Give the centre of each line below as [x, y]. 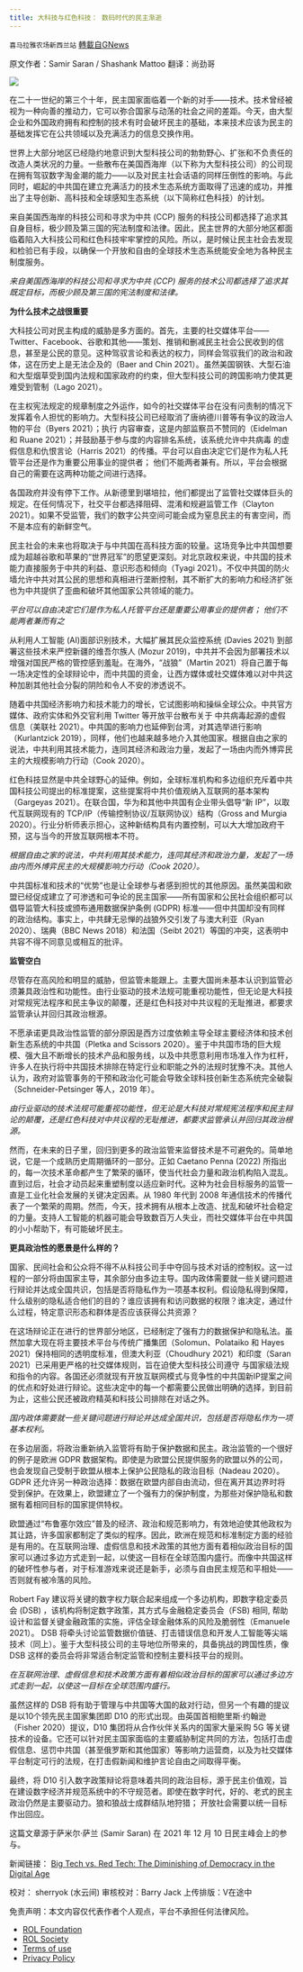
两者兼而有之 [40, 620]
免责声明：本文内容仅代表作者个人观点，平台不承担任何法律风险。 [131, 1911]
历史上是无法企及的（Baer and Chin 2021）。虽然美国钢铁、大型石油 [165, 364]
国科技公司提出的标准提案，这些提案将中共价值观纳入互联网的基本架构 [139, 791]
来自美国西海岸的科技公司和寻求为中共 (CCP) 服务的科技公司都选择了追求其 [149, 216]
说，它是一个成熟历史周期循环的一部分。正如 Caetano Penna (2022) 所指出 [148, 1161]
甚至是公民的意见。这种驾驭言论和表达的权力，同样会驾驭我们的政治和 [155, 353]
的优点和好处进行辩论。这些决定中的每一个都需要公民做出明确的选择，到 [143, 1387]
